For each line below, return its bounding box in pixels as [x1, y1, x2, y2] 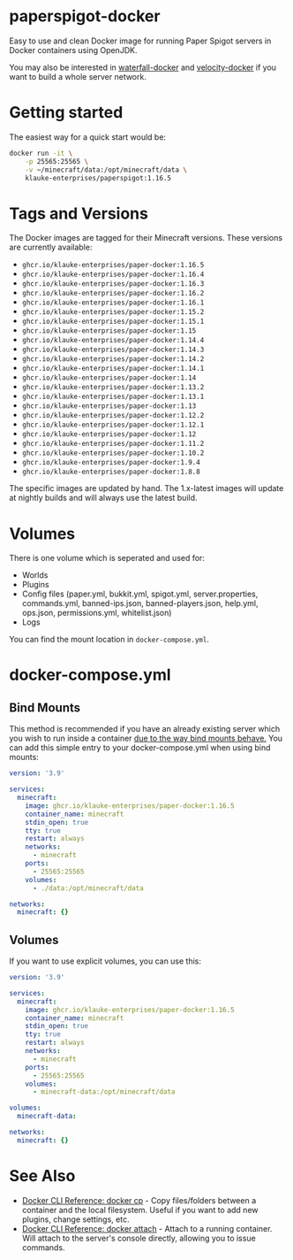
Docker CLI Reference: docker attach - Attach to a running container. [21, 1223, 273, 1233]
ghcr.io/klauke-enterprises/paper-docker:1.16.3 [21, 280, 205, 288]
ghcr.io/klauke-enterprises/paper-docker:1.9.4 [21, 458, 200, 467]
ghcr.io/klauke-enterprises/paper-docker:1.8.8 [21, 467, 200, 477]
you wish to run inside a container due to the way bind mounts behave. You [9, 733, 283, 744]
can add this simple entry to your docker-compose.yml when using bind [9, 742, 271, 753]
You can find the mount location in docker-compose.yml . [9, 634, 210, 645]
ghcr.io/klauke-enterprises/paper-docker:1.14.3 [21, 345, 205, 355]
